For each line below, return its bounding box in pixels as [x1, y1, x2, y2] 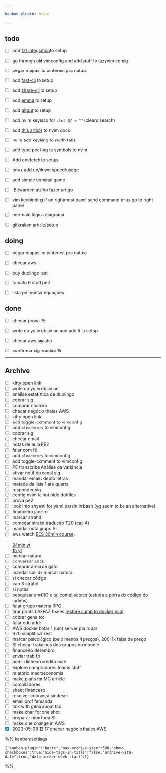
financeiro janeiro [12, 509, 48, 514]
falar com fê [12, 447, 37, 453]
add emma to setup [12, 97, 52, 103]
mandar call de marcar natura [12, 569, 73, 575]
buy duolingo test [12, 270, 48, 276]
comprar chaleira [12, 402, 47, 408]
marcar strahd [12, 514, 41, 520]
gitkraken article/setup [12, 222, 58, 228]
